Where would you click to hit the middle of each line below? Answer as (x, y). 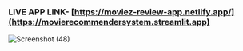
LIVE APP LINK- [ (41, 12)
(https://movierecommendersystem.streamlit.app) (109, 22)
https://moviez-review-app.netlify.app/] (154, 12)
